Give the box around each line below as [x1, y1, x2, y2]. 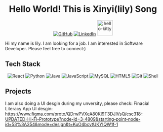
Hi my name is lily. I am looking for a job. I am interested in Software [5, 40, 143, 46]
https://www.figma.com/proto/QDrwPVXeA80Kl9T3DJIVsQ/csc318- [5, 111, 143, 117]
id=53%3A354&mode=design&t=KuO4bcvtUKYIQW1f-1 [5, 121, 119, 127]
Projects [5, 87, 32, 96]
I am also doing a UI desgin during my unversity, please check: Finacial [5, 100, 150, 106]
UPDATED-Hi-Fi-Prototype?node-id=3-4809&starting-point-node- [5, 116, 141, 122]
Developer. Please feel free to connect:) [5, 45, 86, 51]
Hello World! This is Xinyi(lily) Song [9, 3, 157, 15]
